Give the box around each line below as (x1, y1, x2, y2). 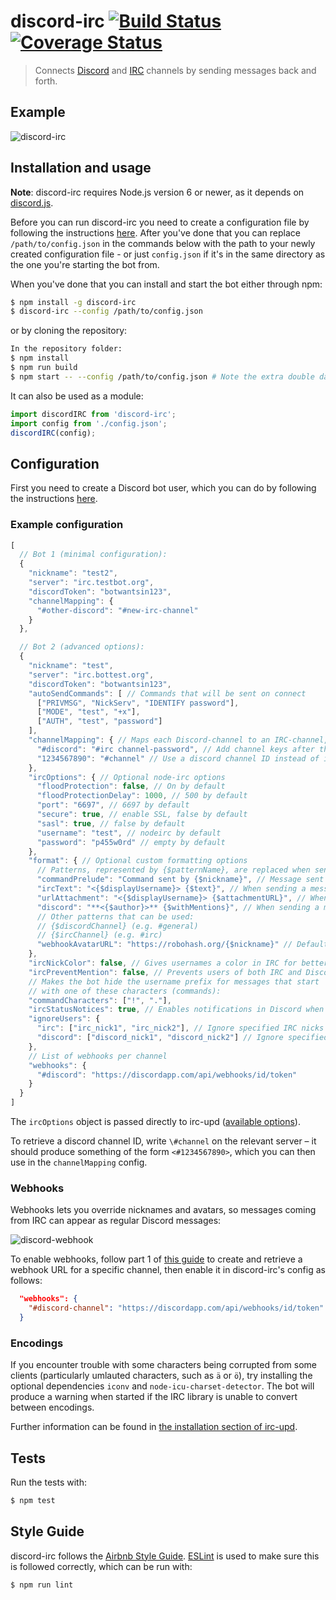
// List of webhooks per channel (28, 1051, 168, 1061)
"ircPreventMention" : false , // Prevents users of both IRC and (28, 967, 302, 977)
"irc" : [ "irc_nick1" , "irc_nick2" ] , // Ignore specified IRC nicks (36, 1023, 325, 1034)
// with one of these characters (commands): (28, 986, 222, 996)
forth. (34, 75, 58, 87)
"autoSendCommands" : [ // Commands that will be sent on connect (28, 688, 307, 699)
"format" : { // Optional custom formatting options (28, 856, 248, 866)
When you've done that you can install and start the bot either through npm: (10, 278, 323, 290)
